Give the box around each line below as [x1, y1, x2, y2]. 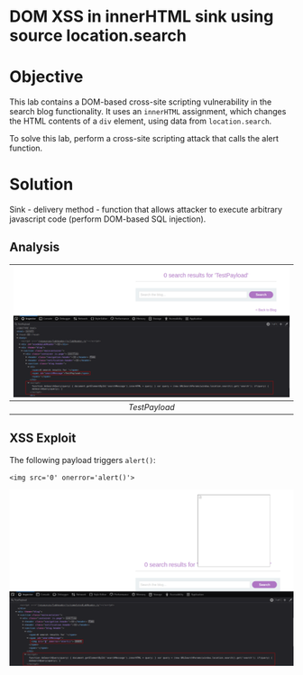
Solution [9, 174, 74, 195]
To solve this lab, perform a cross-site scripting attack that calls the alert [9, 133, 280, 144]
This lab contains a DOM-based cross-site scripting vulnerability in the [9, 96, 272, 107]
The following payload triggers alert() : [9, 454, 156, 465]
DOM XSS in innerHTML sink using [9, 6, 274, 27]
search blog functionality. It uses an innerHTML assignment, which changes [9, 106, 287, 117]
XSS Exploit [9, 431, 77, 446]
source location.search [9, 25, 187, 46]
